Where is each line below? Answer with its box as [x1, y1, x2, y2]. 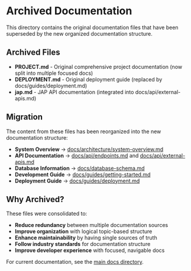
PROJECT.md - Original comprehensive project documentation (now [14, 63, 182, 70]
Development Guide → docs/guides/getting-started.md [14, 171, 151, 178]
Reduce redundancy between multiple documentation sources [14, 222, 169, 229]
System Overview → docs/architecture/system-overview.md [14, 146, 164, 153]
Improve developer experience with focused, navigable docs [14, 247, 165, 254]
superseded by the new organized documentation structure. [6, 30, 153, 37]
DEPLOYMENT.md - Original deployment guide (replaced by [14, 75, 163, 83]
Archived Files [6, 48, 60, 58]
